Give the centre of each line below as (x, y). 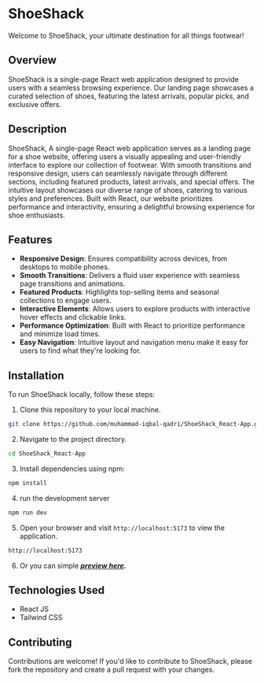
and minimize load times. (60, 334)
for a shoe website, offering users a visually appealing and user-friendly (125, 156)
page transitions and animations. (72, 284)
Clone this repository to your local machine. (90, 410)
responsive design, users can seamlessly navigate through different (118, 173)
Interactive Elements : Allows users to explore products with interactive (135, 309)
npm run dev (27, 513)
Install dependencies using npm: (72, 469)
